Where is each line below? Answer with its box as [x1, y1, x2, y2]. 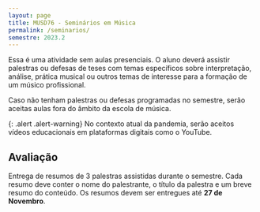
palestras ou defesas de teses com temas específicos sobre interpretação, [8, 64, 252, 73]
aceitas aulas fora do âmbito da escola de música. [8, 104, 171, 113]
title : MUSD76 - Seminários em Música [8, 19, 136, 27]
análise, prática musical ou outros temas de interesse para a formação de [8, 72, 247, 81]
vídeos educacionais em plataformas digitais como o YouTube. [8, 128, 213, 137]
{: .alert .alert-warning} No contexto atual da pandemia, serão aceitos [8, 119, 235, 128]
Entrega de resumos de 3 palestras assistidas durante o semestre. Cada [8, 171, 243, 181]
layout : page [8, 11, 51, 20]
